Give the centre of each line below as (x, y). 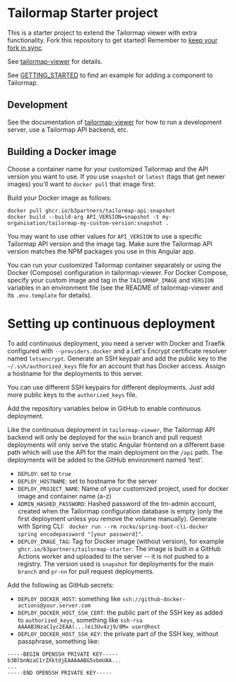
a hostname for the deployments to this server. (75, 373)
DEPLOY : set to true (45, 473)
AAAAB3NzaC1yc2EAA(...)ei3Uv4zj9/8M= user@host (89, 627)
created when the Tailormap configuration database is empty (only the (120, 511)
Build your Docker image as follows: (59, 198)
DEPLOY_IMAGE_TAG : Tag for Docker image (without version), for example (121, 541)
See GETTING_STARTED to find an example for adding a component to (110, 75)
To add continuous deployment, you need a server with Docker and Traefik (116, 343)
